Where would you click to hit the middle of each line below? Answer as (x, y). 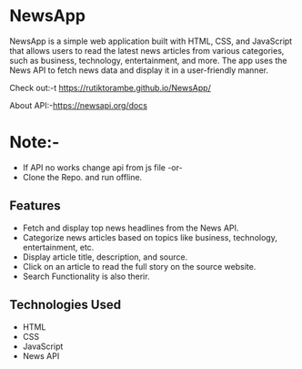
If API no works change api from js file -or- (103, 167)
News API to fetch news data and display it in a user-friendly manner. (139, 70)
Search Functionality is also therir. (86, 276)
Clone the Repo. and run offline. (82, 177)
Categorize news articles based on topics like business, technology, (150, 237)
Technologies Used (65, 305)
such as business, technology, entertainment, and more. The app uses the (148, 60)
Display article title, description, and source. (105, 257)
